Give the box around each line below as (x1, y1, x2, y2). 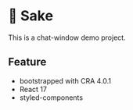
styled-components (19, 93, 84, 102)
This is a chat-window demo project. (8, 33, 127, 42)
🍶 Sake (8, 7, 53, 25)
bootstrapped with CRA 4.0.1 (19, 76, 112, 85)
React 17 (19, 84, 47, 94)
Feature (8, 55, 47, 69)
